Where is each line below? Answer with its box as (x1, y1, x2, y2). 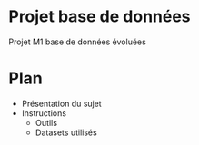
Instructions (21, 107, 67, 119)
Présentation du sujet (21, 98, 102, 109)
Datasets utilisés (35, 127, 97, 138)
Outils (35, 117, 58, 128)
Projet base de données (8, 6, 192, 27)
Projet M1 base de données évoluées (8, 36, 146, 47)
